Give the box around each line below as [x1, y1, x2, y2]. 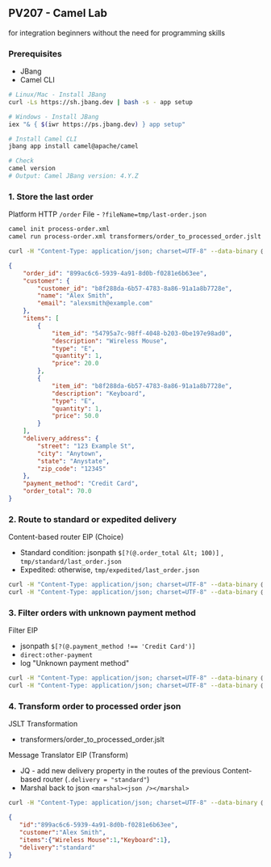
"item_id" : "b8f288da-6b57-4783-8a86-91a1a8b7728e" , [51, 381, 232, 390]
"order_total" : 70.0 [23, 487, 92, 495]
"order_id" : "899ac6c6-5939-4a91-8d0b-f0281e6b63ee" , [23, 269, 207, 277]
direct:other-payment [19, 651, 93, 659]
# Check [8, 157, 35, 165]
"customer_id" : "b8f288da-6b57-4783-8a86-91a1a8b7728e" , [37, 284, 232, 293]
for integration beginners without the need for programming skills [8, 27, 226, 37]
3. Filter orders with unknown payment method [8, 607, 196, 618]
